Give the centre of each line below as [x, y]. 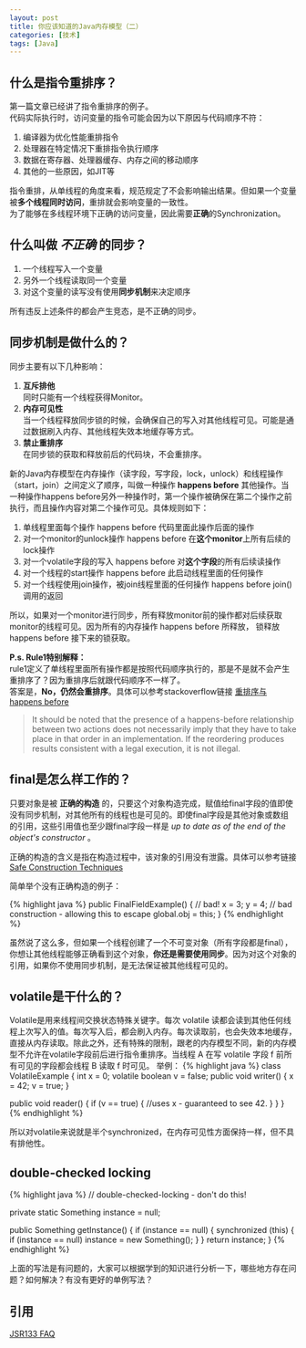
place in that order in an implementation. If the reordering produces [158, 738]
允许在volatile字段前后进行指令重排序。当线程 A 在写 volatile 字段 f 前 [154, 1054]
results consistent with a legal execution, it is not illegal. [136, 748]
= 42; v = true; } [40, 1086]
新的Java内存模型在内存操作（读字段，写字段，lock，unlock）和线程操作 [147, 473]
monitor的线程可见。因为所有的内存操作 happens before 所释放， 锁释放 [145, 626]
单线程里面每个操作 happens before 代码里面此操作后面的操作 [138, 527]
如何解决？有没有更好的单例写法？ [89, 1280]
